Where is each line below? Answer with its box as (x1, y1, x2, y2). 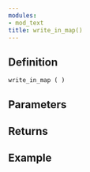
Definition (8, 55, 58, 69)
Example (8, 151, 52, 165)
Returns (8, 124, 49, 138)
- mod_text (8, 19, 44, 27)
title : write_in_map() (8, 26, 83, 34)
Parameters (8, 98, 67, 111)
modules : (8, 11, 37, 20)
